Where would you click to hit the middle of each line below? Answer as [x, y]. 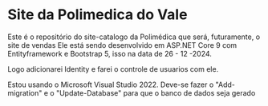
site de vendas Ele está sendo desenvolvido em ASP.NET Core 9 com [122, 45]
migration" [25, 92]
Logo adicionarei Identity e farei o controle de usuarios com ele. [113, 69]
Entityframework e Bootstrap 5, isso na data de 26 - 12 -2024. [110, 53]
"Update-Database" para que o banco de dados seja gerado [156, 92]
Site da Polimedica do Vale [97, 15]
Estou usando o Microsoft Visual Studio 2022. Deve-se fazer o [111, 84]
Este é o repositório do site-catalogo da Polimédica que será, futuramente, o [134, 37]
